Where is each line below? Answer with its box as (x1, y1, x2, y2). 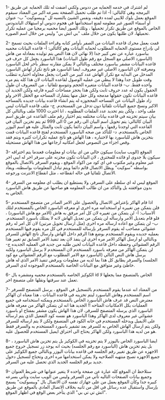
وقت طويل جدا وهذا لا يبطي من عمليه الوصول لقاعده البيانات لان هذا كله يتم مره (5, 76, 152, 82)
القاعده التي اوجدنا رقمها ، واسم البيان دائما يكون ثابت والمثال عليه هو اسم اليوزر (5, 124, 152, 130)
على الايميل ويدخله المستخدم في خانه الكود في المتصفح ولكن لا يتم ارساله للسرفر (5, 318, 156, 324)
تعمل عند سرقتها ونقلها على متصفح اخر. (5, 277, 79, 283)
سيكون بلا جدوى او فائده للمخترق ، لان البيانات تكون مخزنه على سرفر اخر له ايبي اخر (5, 154, 161, 160)
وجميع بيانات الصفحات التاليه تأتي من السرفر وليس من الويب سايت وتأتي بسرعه (5, 374, 152, 379)
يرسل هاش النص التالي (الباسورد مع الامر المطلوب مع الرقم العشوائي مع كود (5, 252, 146, 258)
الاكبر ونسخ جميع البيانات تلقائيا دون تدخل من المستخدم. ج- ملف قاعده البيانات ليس (5, 103, 158, 108)
